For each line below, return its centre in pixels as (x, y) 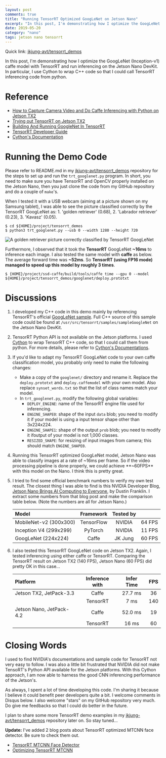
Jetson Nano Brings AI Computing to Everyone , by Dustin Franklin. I (81, 491)
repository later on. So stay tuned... (82, 720)
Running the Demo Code (56, 157)
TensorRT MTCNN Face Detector (46, 745)
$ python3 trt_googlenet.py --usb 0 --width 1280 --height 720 (72, 230)
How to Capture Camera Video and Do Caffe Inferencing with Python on (85, 110)
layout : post (19, 10)
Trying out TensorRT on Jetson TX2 (49, 121)
